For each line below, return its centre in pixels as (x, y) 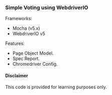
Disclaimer (17, 75)
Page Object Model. (33, 53)
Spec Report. (26, 59)
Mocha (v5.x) (26, 28)
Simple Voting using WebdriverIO (47, 8)
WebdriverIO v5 (29, 34)
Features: (15, 43)
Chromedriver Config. (35, 64)
